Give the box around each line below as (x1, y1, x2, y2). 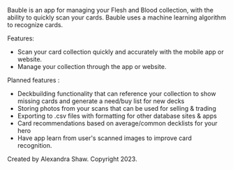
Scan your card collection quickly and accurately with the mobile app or (17, 48, 225, 56)
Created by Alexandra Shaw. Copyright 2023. (7, 155, 137, 163)
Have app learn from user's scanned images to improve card (17, 134, 192, 142)
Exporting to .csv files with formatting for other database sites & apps (17, 111, 218, 120)
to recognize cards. (7, 21, 63, 29)
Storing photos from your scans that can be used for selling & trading (17, 105, 216, 112)
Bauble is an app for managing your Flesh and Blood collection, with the (7, 6, 214, 14)
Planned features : (7, 76, 60, 84)
